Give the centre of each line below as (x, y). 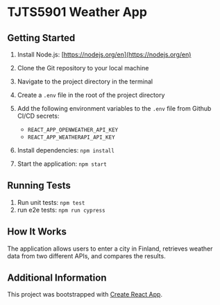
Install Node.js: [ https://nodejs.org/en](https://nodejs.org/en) (104, 54)
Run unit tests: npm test (51, 202)
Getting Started (41, 38)
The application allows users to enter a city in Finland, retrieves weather (110, 249)
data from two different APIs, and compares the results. (86, 256)
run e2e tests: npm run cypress (61, 210)
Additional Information (57, 278)
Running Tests (39, 186)
